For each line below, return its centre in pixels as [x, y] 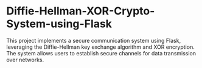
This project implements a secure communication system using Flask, [94, 40]
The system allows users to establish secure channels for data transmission [101, 53]
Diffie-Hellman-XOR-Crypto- [81, 11]
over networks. [25, 60]
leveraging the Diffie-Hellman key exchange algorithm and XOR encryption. [100, 47]
